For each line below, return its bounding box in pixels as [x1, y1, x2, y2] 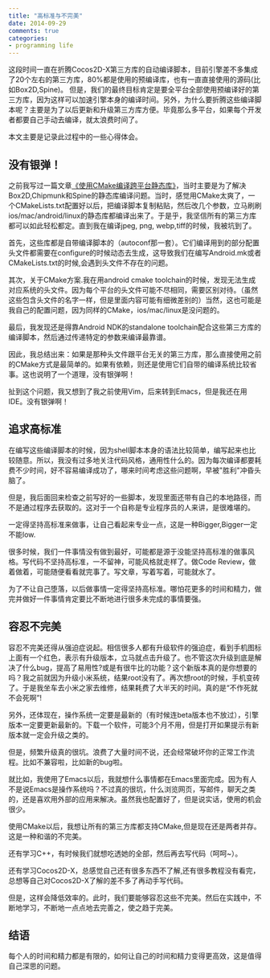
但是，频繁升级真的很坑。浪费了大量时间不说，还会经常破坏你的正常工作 [8, 747, 247, 756]
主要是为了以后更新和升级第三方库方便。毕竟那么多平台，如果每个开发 [29, 105, 262, 115]
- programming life [8, 42, 74, 50]
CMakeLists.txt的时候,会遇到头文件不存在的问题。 [8, 258, 173, 268]
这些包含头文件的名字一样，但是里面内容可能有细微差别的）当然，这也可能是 [8, 295, 262, 305]
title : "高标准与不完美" [8, 11, 83, 20]
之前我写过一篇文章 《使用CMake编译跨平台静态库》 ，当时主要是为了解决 [8, 180, 247, 190]
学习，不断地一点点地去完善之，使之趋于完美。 [22, 902, 178, 912]
